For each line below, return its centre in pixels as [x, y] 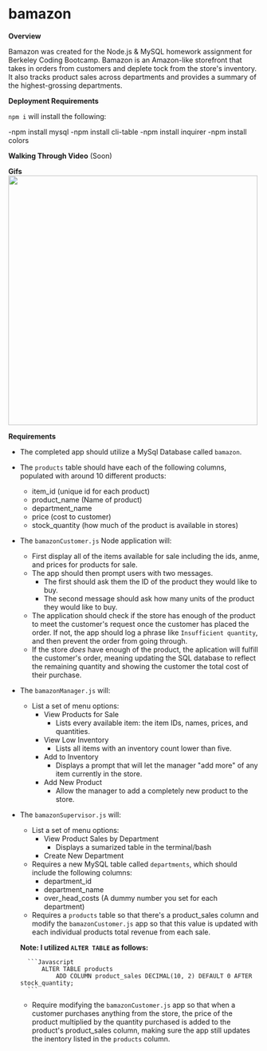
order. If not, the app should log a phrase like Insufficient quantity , [145, 633]
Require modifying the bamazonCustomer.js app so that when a [133, 1005]
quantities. [73, 731]
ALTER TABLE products [77, 969]
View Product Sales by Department [101, 839]
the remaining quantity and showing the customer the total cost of [140, 666]
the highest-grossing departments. [65, 85]
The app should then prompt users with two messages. [122, 573]
